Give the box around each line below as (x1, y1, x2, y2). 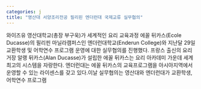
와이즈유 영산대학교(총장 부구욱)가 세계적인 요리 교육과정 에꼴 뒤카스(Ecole (6, 31, 182, 39)
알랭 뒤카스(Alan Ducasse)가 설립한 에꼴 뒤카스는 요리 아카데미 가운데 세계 (17, 54, 194, 61)
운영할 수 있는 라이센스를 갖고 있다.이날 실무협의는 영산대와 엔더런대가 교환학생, (6, 69, 193, 76)
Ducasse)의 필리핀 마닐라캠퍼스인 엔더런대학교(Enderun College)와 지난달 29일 (6, 39, 196, 46)
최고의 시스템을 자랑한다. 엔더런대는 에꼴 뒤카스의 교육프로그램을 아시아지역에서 (6, 61, 193, 69)
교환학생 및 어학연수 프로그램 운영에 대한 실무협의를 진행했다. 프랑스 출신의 (6, 46, 182, 54)
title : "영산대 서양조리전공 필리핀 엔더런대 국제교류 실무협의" (6, 14, 143, 20)
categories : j (6, 8, 42, 15)
